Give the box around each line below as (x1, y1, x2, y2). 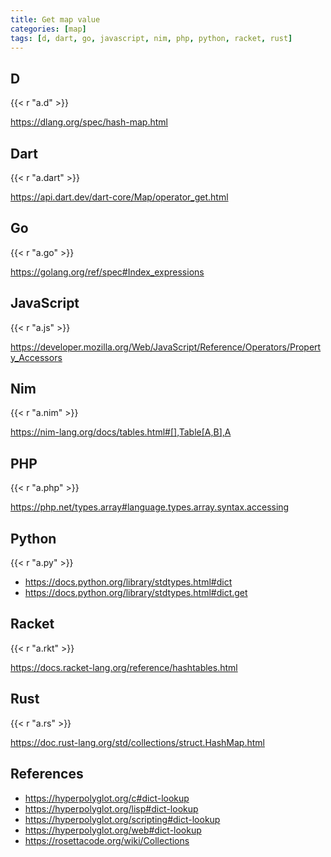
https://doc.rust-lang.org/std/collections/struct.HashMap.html (10, 736, 265, 748)
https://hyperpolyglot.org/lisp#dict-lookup (24, 802, 199, 815)
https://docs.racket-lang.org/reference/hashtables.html (10, 661, 238, 673)
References (10, 766, 84, 783)
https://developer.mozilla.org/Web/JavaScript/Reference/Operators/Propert (10, 341, 322, 353)
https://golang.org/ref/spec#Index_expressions (10, 266, 205, 278)
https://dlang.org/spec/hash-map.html (10, 116, 168, 128)
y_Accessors (10, 351, 63, 363)
